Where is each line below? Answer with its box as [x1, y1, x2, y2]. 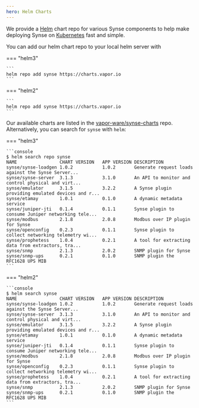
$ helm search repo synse [6, 154, 70, 160]
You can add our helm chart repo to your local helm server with [6, 43, 161, 50]
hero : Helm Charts [6, 8, 52, 15]
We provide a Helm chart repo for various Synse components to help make [6, 25, 189, 32]
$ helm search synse [6, 290, 58, 297]
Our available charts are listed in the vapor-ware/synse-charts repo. [6, 119, 173, 126]
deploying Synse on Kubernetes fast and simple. [6, 31, 125, 39]
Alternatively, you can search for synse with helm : [6, 126, 126, 133]
